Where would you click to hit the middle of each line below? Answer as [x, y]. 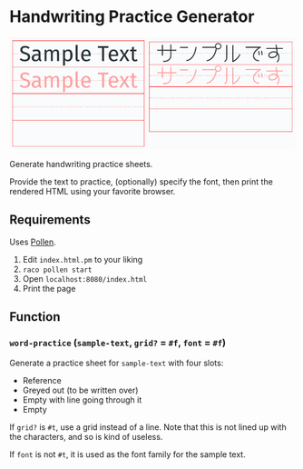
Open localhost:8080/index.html [85, 278]
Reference [42, 380]
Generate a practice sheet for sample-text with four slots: [117, 363]
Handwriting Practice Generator [132, 17]
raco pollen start [57, 270]
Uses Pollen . [33, 242]
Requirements [50, 220]
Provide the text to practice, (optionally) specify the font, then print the [142, 182]
